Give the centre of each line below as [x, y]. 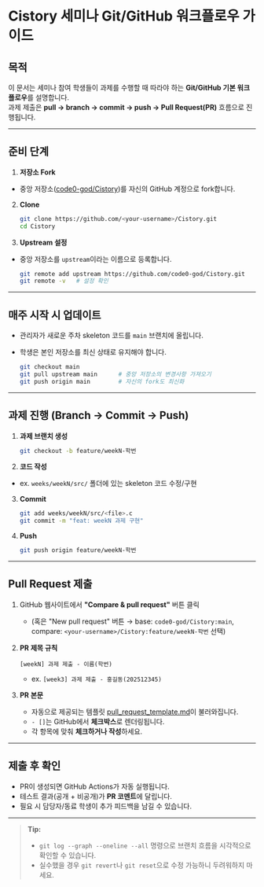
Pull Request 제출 [50, 584]
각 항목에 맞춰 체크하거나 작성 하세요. [87, 731]
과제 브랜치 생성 [44, 436]
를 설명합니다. [48, 98]
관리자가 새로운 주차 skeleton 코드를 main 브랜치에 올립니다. [112, 336]
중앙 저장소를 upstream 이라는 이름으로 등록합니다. [95, 259]
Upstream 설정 [43, 242]
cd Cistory [37, 226]
